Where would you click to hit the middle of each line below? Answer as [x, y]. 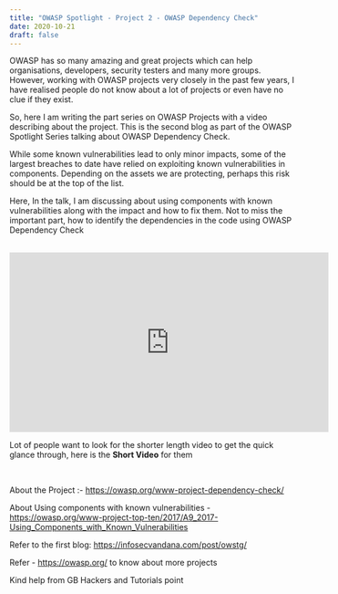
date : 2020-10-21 [42, 26]
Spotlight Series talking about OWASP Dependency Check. [120, 137]
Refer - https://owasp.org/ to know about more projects [113, 563]
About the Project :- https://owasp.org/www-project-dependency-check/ [147, 490]
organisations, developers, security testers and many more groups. [135, 70]
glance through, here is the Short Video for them [101, 455]
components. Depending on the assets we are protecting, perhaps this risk [149, 173]
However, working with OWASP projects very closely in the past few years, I [152, 80]
